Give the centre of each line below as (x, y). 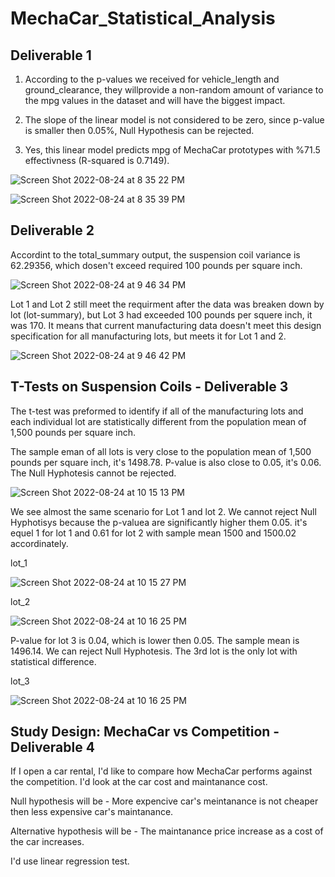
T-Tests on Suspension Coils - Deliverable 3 (149, 387)
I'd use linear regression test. (70, 861)
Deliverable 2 (52, 230)
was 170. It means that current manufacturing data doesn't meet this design (166, 325)
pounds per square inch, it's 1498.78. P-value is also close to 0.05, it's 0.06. (166, 462)
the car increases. (47, 842)
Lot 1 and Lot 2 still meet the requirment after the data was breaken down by (167, 304)
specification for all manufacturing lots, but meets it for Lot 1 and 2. (148, 336)
